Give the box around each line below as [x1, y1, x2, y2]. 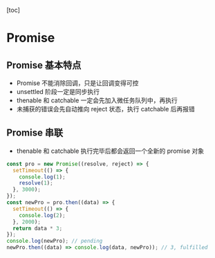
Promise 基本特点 [6, 59, 82, 71]
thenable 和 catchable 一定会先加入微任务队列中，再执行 [16, 96, 178, 104]
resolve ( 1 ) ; [19, 180, 53, 187]
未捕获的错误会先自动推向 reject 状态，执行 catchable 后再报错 [16, 105, 195, 113]
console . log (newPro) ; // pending [6, 238, 103, 245]
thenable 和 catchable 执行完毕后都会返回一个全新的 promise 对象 [16, 147, 205, 155]
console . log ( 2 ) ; [19, 212, 66, 219]
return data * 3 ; [12, 225, 63, 232]
